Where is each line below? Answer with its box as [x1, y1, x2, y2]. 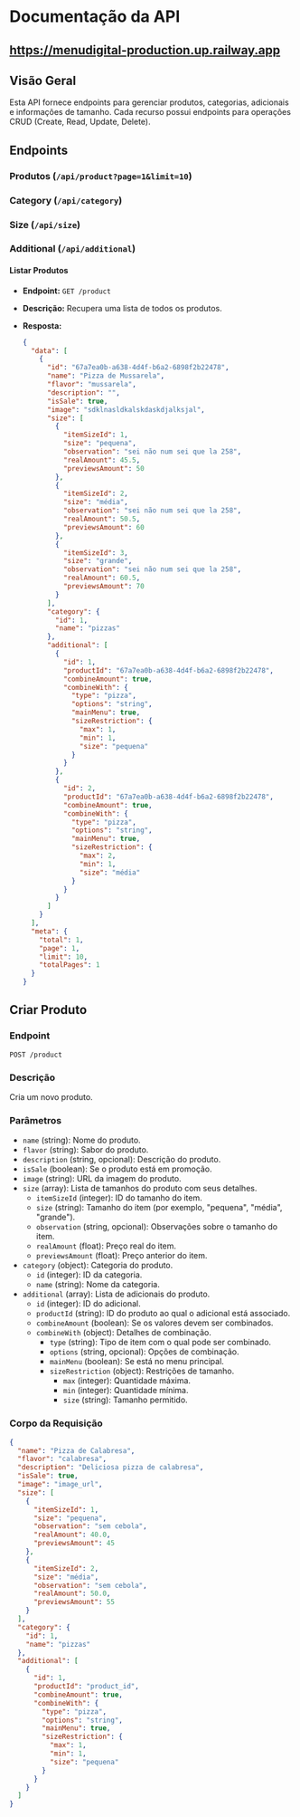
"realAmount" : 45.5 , [62, 455, 141, 464]
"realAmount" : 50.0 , [33, 1589, 111, 1599]
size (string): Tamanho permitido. [62, 1394, 188, 1405]
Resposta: [22, 320, 62, 331]
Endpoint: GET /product [22, 285, 111, 296]
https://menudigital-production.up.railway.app [9, 43, 281, 58]
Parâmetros [9, 1114, 61, 1126]
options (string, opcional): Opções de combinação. [49, 1346, 239, 1357]
